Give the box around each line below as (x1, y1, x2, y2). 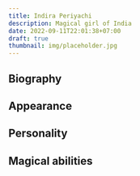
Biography (8, 72, 62, 86)
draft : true (8, 34, 49, 43)
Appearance (8, 98, 73, 113)
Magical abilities (8, 154, 93, 168)
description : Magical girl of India (8, 19, 132, 27)
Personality (8, 127, 68, 140)
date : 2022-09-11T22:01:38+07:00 (8, 27, 121, 35)
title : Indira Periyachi (8, 11, 92, 20)
